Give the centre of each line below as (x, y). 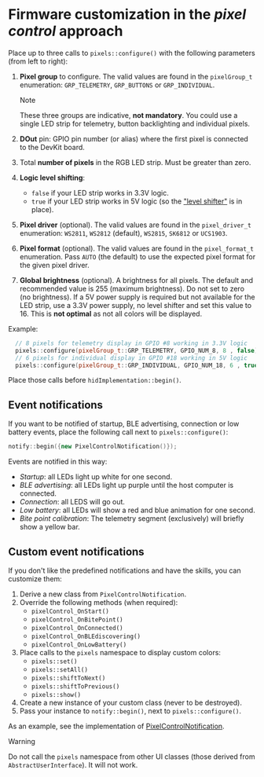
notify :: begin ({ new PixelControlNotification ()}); (93, 447)
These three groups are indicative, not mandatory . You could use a (128, 115)
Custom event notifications (76, 552)
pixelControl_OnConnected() (77, 628)
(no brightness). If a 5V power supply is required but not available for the (137, 297)
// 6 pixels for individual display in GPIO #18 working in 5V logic (131, 358)
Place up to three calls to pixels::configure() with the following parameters (132, 53)
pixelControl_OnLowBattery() (79, 645)
